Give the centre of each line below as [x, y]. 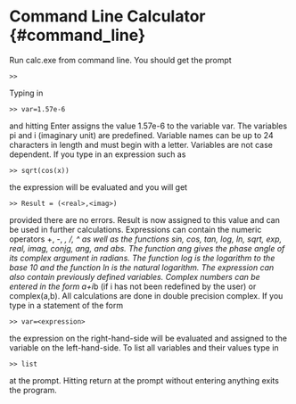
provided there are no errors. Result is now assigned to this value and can [145, 219]
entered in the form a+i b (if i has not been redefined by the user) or [133, 286]
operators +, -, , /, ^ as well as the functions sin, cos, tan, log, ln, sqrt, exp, [146, 239]
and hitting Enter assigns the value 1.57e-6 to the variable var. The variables [148, 126]
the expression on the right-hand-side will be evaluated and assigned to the [148, 338]
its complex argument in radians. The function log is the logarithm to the [142, 258]
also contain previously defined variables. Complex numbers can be [135, 276]
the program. [33, 390]
